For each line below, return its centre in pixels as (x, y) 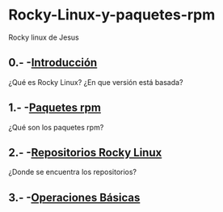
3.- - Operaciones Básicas (74, 197)
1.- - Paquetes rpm (55, 108)
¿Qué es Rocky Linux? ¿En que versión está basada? (96, 82)
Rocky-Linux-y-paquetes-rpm (112, 15)
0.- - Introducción (53, 63)
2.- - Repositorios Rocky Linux (85, 153)
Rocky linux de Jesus (44, 37)
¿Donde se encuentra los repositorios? (73, 172)
